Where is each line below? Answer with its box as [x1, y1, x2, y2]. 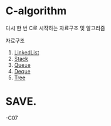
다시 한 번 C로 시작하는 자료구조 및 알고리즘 [5, 24, 106, 31]
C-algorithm [5, 4, 67, 18]
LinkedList [14, 49, 40, 56]
